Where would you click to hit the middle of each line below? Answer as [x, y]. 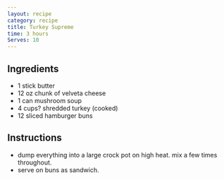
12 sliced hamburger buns [55, 115]
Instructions [35, 138]
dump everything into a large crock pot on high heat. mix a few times [117, 155]
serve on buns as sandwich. [58, 169]
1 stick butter [36, 85]
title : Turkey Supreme [41, 27]
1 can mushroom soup [50, 100]
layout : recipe [30, 14]
